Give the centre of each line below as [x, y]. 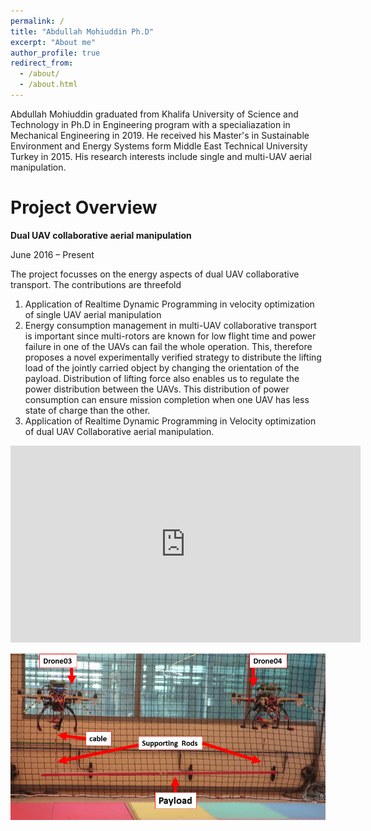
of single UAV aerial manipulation [93, 314]
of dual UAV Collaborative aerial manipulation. [119, 431]
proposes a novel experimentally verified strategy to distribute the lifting [173, 357]
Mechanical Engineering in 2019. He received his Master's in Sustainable [160, 135]
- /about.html [48, 85]
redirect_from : [42, 63]
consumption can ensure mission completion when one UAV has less [167, 399]
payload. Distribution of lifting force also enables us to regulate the [162, 378]
